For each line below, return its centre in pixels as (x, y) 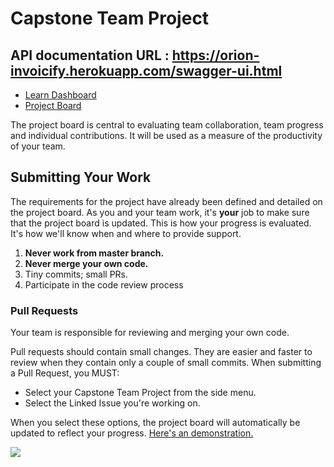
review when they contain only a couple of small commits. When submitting (166, 363)
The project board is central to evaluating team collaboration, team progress (167, 125)
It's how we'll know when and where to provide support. (126, 233)
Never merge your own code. (86, 263)
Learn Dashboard (60, 95)
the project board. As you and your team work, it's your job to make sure (160, 212)
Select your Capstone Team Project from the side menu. (140, 393)
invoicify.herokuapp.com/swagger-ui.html (146, 70)
